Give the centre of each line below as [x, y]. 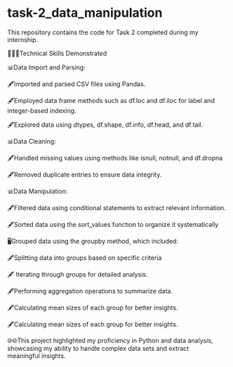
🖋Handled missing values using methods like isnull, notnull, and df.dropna [115, 158]
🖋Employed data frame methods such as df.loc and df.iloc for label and [111, 100]
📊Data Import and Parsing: [46, 67]
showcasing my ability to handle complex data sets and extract [98, 348]
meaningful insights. [36, 356]
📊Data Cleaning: [32, 141]
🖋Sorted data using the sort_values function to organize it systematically [113, 224]
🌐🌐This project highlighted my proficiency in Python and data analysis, [110, 340]
